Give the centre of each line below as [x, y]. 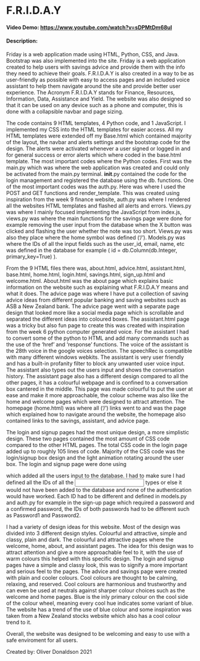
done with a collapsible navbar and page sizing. [65, 111]
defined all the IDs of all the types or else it [94, 482]
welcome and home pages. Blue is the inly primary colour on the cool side [97, 596]
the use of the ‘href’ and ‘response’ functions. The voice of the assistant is [98, 344]
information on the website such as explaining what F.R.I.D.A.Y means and [97, 287]
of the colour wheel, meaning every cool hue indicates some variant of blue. [100, 603]
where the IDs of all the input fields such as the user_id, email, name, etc [96, 243]
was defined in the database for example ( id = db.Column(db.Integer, [92, 250]
